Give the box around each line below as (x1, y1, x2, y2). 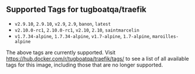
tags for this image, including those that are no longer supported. (6, 61, 163, 68)
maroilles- (152, 33, 179, 40)
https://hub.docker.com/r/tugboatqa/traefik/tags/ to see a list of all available (6, 55, 189, 62)
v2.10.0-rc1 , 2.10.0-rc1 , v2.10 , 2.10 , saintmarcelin (14, 26, 139, 33)
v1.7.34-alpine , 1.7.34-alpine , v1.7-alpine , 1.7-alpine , (14, 32, 151, 40)
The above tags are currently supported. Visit (6, 49, 116, 56)
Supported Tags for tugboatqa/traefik (6, 5, 147, 15)
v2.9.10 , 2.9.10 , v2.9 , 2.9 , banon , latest (14, 20, 111, 27)
